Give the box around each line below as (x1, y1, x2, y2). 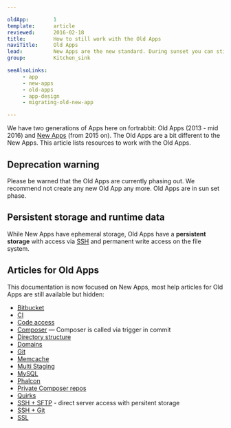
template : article (7, 22, 76, 30)
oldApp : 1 (7, 16, 57, 23)
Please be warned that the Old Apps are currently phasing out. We (7, 176, 195, 185)
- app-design (22, 92, 60, 100)
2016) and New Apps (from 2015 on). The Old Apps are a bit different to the (7, 132, 221, 140)
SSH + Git (16, 406, 45, 414)
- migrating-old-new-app (22, 99, 94, 106)
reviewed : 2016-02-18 (7, 29, 85, 36)
